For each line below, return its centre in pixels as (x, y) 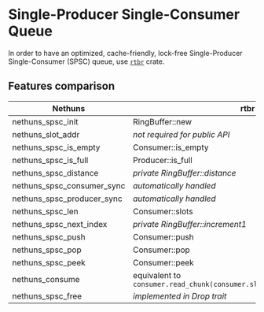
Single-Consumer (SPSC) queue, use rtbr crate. (86, 61)
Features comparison (62, 86)
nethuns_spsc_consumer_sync (69, 185)
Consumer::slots (163, 211)
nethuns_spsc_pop (47, 250)
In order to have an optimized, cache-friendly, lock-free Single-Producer (125, 53)
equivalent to (157, 275)
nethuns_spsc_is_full (50, 160)
